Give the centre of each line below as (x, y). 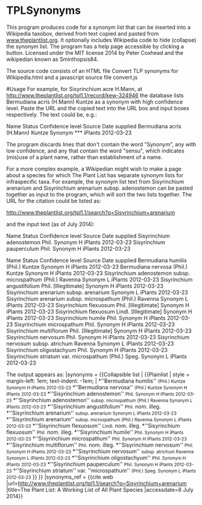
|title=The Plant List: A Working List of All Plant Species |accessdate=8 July (100, 489)
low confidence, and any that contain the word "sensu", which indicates (96, 151)
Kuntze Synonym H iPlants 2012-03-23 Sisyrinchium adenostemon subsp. (98, 273)
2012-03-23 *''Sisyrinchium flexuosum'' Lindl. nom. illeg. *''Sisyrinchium (93, 425)
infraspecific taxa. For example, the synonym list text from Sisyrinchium (95, 181)
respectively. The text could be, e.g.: (52, 114)
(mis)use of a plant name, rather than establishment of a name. (84, 157)
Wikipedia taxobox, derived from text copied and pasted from (83, 33)
